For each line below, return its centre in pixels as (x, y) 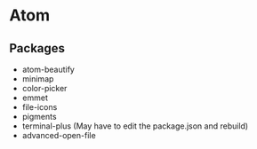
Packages (37, 48)
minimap (38, 79)
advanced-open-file (59, 135)
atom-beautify (48, 69)
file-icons (40, 107)
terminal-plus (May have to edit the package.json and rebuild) (135, 126)
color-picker (44, 88)
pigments (39, 117)
